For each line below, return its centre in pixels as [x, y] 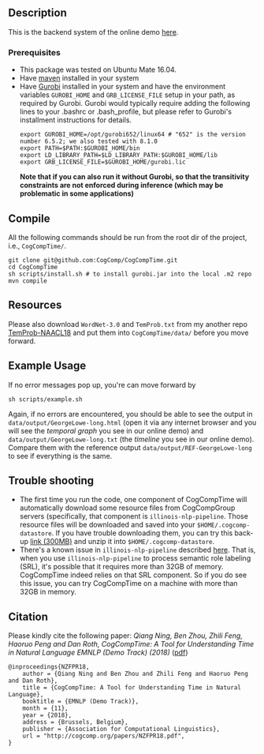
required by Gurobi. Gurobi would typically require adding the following [135, 103]
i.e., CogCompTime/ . [37, 246]
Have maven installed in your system [79, 78]
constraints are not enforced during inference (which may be [121, 186]
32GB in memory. [48, 592]
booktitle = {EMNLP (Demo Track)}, [81, 702]
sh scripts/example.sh [45, 399]
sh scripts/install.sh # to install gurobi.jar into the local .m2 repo [130, 274]
